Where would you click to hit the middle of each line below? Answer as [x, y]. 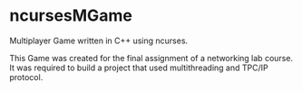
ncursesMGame [71, 16]
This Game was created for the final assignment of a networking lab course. [151, 58]
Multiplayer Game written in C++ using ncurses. [99, 41]
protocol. [26, 77]
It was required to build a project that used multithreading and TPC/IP [139, 68]
